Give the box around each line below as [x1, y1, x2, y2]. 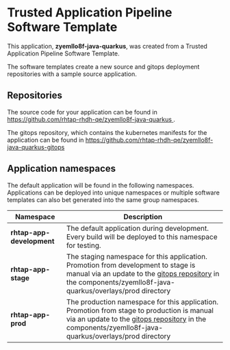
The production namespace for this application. [66, 297, 219, 306]
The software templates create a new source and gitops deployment [7, 62, 200, 71]
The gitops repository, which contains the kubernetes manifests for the [7, 128, 207, 136]
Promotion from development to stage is [66, 260, 196, 270]
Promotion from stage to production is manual [66, 305, 214, 315]
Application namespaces [7, 163, 116, 175]
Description [123, 212, 163, 221]
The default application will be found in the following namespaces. [7, 181, 194, 189]
